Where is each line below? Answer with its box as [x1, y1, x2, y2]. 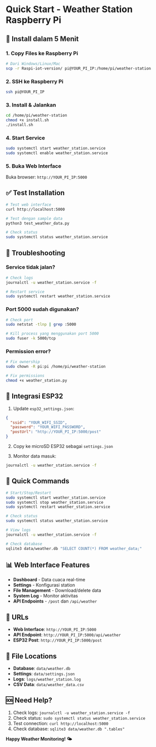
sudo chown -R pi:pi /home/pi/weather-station [6, 364, 106, 369]
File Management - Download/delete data [13, 587, 101, 593]
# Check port [6, 317, 33, 322]
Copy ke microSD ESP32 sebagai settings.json [13, 443, 113, 450]
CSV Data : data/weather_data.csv [13, 681, 84, 687]
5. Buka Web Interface [6, 162, 61, 169]
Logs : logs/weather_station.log [13, 676, 81, 682]
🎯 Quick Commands [6, 477, 70, 485]
